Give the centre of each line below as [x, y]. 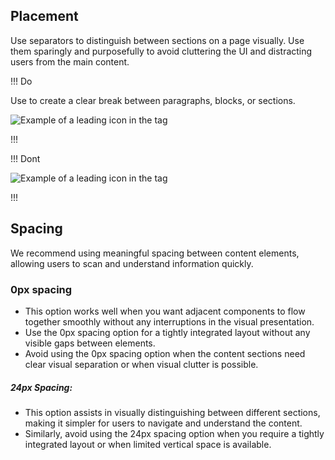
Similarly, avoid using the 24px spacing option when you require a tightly [174, 433]
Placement [44, 16]
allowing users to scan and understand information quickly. [132, 263]
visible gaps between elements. [90, 343]
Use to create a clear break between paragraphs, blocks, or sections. [153, 100]
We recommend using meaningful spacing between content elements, [155, 253]
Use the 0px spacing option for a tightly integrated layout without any [167, 332]
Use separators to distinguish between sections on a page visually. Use [157, 40]
